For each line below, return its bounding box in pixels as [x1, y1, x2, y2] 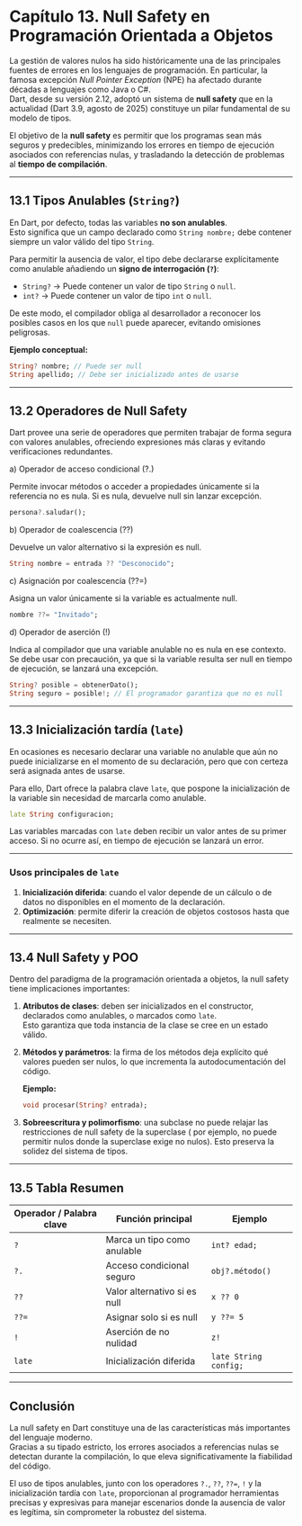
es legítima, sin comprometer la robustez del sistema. [9, 1506, 207, 1517]
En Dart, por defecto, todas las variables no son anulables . [9, 217, 227, 228]
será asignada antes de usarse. [9, 765, 126, 776]
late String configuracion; [9, 810, 115, 819]
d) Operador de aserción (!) [9, 626, 111, 637]
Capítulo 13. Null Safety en [9, 6, 210, 27]
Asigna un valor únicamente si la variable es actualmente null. [9, 593, 238, 604]
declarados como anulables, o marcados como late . [22, 1010, 218, 1021]
